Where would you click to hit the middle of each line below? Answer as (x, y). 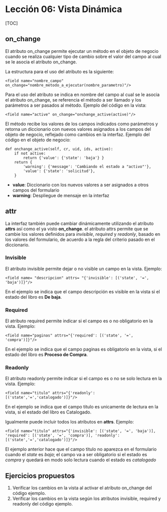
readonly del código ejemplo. (43, 504)
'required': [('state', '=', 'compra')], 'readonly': (63, 436)
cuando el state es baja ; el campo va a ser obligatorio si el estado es (76, 455)
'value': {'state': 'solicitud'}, (59, 171)
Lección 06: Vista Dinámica (64, 9)
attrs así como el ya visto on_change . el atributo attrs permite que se (77, 229)
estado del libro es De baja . (34, 297)
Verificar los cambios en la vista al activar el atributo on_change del (82, 488)
